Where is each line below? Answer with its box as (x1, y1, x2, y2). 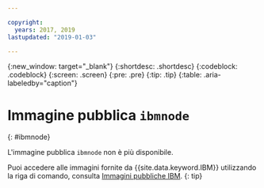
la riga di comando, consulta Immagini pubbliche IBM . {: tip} (7, 171, 203, 181)
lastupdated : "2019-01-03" (7, 33, 97, 41)
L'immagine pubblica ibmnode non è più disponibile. (7, 148, 174, 157)
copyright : (7, 18, 44, 26)
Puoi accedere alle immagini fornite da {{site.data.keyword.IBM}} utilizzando (7, 163, 257, 172)
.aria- (203, 70, 221, 80)
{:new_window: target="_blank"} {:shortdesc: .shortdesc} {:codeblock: (7, 62, 239, 71)
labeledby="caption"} (7, 78, 78, 88)
